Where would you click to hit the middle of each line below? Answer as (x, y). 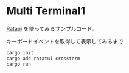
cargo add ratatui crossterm (43, 59)
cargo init (20, 52)
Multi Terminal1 (46, 11)
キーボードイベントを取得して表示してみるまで (65, 41)
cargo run (19, 64)
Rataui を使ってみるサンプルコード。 (52, 28)
